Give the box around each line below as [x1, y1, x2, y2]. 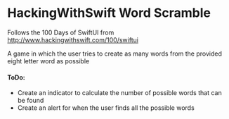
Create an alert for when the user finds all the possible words [17, 104, 195, 112]
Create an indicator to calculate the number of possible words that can [17, 89, 223, 97]
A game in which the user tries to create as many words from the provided [7, 49, 223, 58]
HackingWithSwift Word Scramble [7, 5, 211, 21]
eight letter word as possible [7, 56, 90, 65]
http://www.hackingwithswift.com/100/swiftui [7, 35, 139, 44]
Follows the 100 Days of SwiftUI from [7, 28, 115, 37]
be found [17, 96, 44, 105]
